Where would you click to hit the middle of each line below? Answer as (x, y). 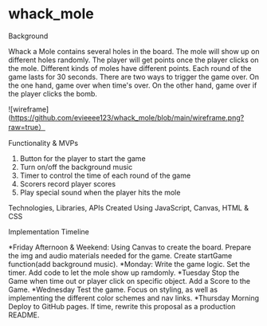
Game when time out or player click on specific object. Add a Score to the (130, 281)
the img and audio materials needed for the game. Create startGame (120, 255)
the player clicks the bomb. (53, 93)
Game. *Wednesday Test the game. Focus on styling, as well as (113, 289)
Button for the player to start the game (82, 158)
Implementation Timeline (49, 231)
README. (24, 315)
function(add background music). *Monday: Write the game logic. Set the (129, 264)
